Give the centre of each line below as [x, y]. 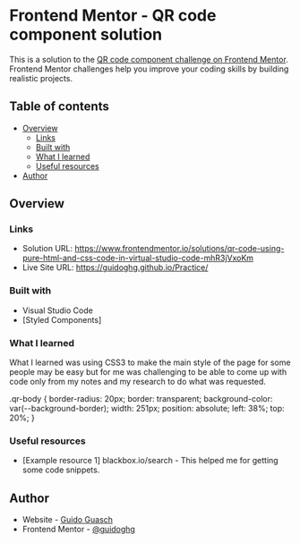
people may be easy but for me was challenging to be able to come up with [148, 372]
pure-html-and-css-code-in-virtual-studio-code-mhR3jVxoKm [137, 258]
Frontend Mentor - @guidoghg [79, 530]
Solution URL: [47, 249]
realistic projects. [41, 78]
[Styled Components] [62, 319]
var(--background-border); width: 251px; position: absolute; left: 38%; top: [147, 409]
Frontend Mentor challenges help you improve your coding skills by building [149, 69]
